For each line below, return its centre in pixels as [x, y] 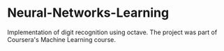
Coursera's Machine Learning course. [62, 39]
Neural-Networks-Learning [88, 13]
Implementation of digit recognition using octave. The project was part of [112, 32]
